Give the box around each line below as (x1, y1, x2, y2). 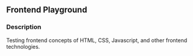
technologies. (6, 43, 40, 50)
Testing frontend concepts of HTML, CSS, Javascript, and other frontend (6, 36, 188, 44)
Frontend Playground (6, 5, 87, 15)
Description (6, 23, 42, 31)
